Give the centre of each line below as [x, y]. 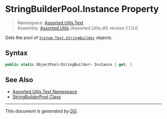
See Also [19, 80]
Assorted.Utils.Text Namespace [45, 92]
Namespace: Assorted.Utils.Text [50, 23]
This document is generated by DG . [42, 111]
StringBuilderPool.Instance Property [82, 9]
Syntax [16, 53]
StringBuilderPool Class [37, 97]
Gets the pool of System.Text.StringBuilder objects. [59, 38]
